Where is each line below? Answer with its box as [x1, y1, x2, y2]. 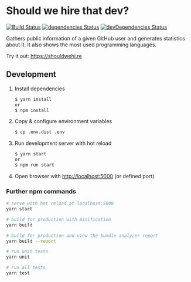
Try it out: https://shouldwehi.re [6, 52, 82, 59]
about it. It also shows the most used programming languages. [6, 41, 157, 48]
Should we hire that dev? [6, 4, 129, 18]
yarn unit [6, 254, 30, 260]
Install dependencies [14, 85, 66, 92]
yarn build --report [6, 238, 57, 244]
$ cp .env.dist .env [14, 129, 65, 135]
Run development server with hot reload [14, 140, 112, 147]
